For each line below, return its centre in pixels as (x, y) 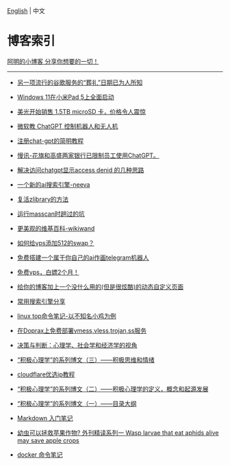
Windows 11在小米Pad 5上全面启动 (65, 97)
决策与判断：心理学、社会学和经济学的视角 (77, 345)
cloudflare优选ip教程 (46, 374)
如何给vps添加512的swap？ (55, 242)
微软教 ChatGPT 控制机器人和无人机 (67, 126)
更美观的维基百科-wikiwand (56, 228)
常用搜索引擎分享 (41, 301)
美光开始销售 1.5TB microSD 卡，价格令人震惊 (81, 111)
